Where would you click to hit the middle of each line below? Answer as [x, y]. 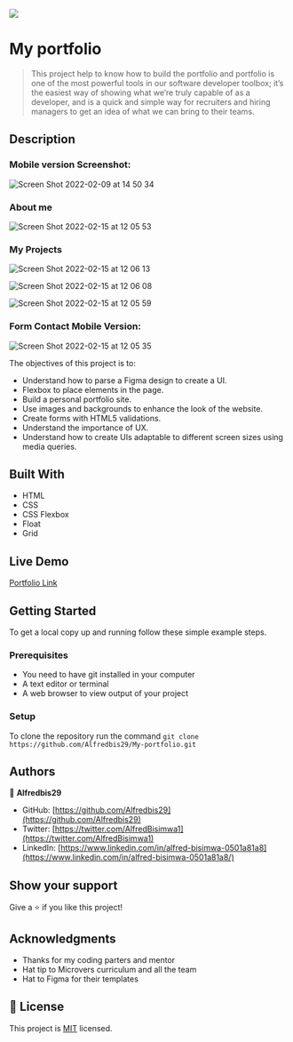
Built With [37, 474]
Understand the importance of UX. [85, 428]
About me [31, 207]
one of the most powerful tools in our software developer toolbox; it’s [157, 83]
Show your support [63, 885]
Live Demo [39, 561]
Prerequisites [39, 655]
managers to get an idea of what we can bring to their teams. [143, 111]
